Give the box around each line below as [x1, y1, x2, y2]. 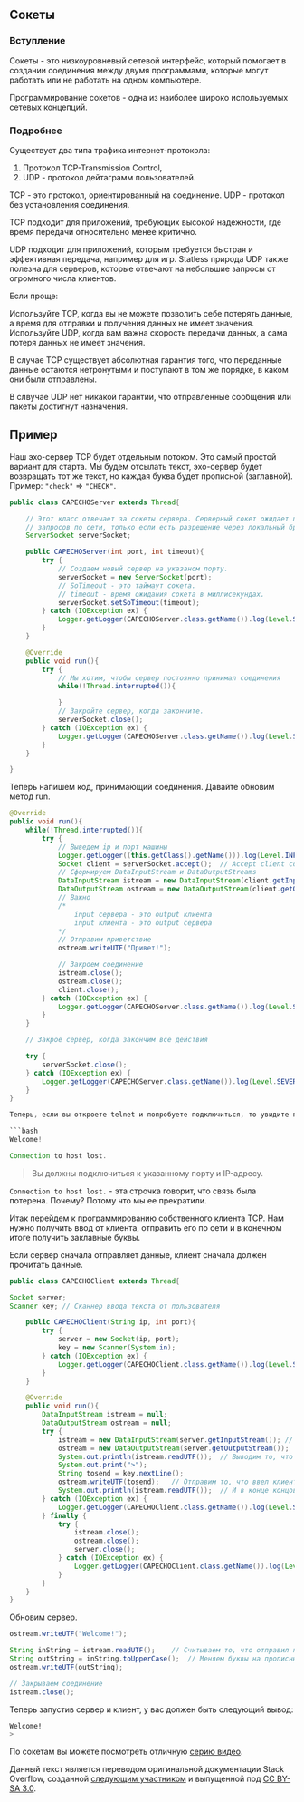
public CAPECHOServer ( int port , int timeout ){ [25, 548, 204, 557]
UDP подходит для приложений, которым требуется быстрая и [9, 244, 253, 255]
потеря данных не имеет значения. [9, 336, 146, 347]
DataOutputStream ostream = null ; [42, 1418, 172, 1427]
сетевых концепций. [9, 102, 88, 112]
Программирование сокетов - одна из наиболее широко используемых [9, 92, 289, 102]
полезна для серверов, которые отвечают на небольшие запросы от [9, 263, 276, 274]
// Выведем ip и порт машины [57, 843, 168, 852]
